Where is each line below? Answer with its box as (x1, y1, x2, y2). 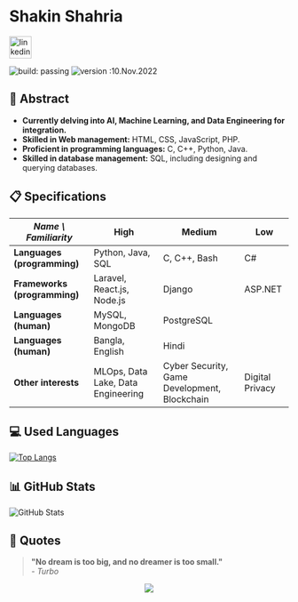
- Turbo (30, 566, 59, 576)
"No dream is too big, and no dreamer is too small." (30, 557, 223, 566)
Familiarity (26, 231, 73, 244)
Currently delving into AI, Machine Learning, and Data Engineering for (21, 115, 286, 125)
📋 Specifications (9, 189, 106, 205)
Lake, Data (93, 376, 138, 389)
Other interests (13, 376, 80, 389)
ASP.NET (244, 283, 282, 295)
